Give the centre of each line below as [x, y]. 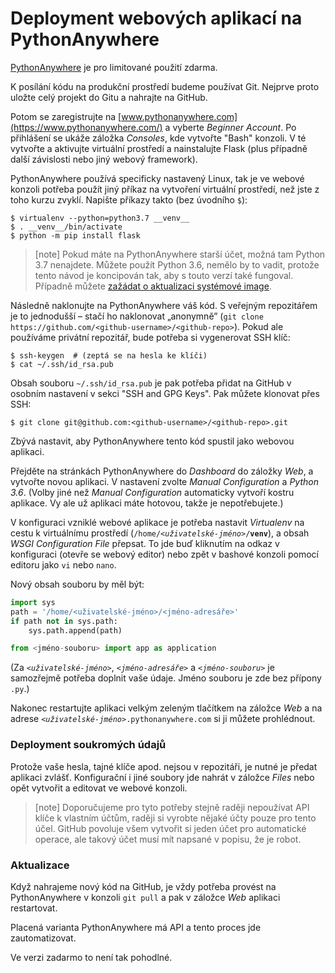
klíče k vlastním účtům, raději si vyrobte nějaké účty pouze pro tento [175, 818]
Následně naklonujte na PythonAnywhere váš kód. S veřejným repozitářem [164, 305]
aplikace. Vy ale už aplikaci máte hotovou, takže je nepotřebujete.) [147, 503]
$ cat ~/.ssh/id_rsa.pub [62, 364]
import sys [33, 602]
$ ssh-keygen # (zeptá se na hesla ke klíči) [109, 355]
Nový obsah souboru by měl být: [77, 584]
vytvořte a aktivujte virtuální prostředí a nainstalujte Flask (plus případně [159, 148]
